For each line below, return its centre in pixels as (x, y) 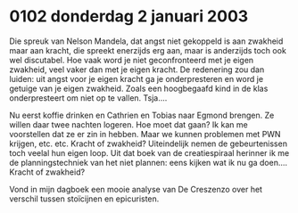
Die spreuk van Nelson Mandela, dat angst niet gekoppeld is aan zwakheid (146, 41)
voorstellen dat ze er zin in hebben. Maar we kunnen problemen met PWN (145, 134)
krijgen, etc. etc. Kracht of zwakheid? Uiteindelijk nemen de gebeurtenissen (149, 143)
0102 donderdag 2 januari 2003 (129, 16)
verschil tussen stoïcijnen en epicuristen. (84, 199)
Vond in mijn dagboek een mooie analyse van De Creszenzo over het (136, 189)
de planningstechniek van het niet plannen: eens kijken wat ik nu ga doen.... (149, 162)
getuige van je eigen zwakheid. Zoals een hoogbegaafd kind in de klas (139, 88)
